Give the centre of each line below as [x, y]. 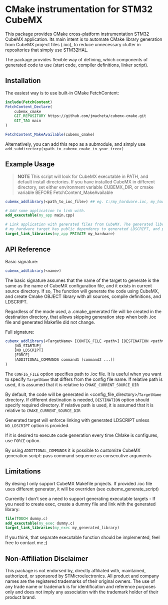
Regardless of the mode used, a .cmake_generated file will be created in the [83, 311]
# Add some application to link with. [45, 211]
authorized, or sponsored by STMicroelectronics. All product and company [82, 576]
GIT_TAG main [28, 121]
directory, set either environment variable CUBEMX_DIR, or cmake [85, 187]
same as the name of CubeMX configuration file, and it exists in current [79, 285]
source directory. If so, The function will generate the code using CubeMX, [82, 291]
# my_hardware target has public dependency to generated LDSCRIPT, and [82, 229]
